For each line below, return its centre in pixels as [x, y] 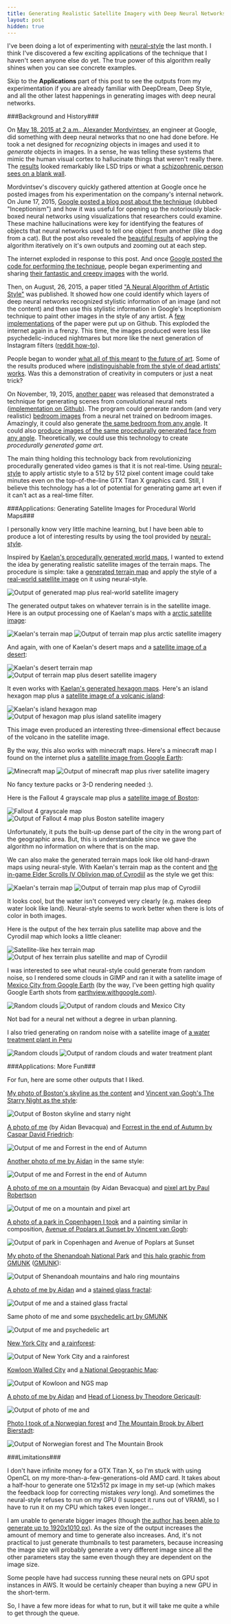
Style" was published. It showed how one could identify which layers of [108, 294]
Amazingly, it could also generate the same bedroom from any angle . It [108, 424]
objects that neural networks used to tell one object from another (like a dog [115, 231]
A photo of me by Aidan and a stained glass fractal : [80, 1290]
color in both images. [37, 916]
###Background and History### [53, 116]
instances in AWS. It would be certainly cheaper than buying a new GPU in [112, 1585]
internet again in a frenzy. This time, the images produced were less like [109, 331]
